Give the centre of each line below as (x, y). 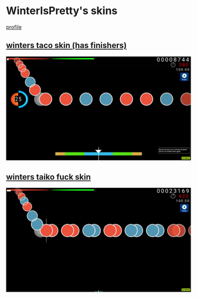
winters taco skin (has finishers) (67, 45)
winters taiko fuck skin (48, 177)
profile (14, 27)
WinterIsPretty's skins (62, 11)
